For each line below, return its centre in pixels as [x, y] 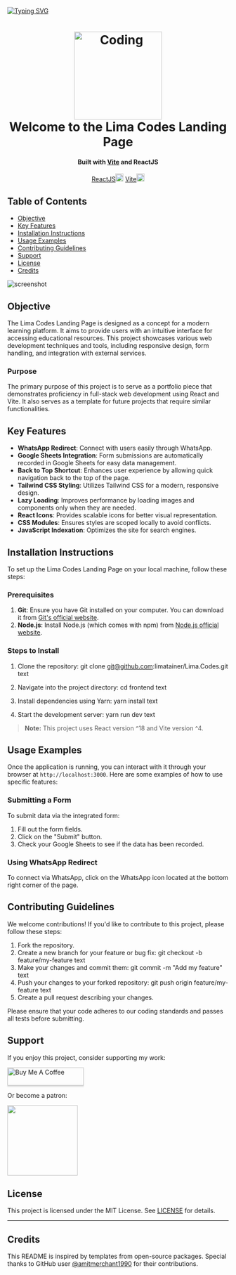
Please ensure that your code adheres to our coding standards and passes [115, 1011]
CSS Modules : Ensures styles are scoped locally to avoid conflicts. [114, 523]
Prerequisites [31, 595]
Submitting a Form [39, 800]
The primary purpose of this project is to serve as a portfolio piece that [110, 387]
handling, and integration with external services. [77, 353]
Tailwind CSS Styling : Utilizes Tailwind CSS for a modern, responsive [118, 486]
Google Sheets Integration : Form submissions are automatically [110, 455]
